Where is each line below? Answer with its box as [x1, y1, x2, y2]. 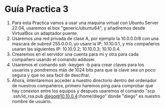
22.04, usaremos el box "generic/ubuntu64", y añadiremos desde [11, 25, 145, 31]
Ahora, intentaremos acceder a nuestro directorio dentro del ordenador [11, 77, 157, 83]
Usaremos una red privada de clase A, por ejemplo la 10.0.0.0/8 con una [11, 36, 159, 41]
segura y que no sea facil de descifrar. [11, 72, 90, 78]
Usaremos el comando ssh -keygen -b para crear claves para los [11, 62, 144, 68]
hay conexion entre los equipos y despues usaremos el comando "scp [11, 88, 155, 94]
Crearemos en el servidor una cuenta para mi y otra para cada [11, 51, 139, 57]
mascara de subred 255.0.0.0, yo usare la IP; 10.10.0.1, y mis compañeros [11, 40, 160, 46]
